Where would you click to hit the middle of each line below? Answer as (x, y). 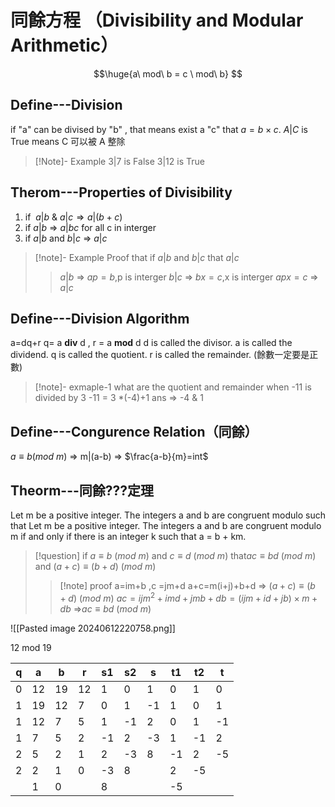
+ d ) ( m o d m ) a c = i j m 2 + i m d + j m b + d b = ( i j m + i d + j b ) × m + (188, 597)
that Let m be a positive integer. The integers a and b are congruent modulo (166, 525)
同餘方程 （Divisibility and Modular (157, 20)
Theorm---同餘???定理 (82, 490)
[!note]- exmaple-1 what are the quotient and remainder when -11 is (173, 387)
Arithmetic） (64, 45)
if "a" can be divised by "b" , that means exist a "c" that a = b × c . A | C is (159, 129)
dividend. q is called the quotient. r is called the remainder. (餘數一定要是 (160, 355)
